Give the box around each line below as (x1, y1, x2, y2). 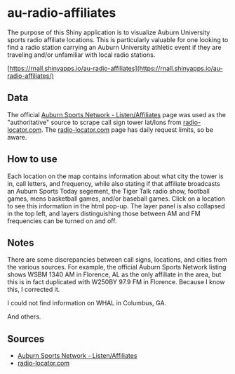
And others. (7, 312, 41, 321)
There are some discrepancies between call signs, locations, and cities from (7, 255, 228, 264)
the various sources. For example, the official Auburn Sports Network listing (7, 263, 227, 272)
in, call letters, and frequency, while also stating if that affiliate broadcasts (7, 179, 221, 187)
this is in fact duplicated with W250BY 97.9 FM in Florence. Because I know (7, 278, 225, 286)
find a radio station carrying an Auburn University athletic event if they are (7, 43, 222, 51)
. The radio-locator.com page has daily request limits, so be (41, 125, 214, 134)
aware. (7, 133, 27, 141)
